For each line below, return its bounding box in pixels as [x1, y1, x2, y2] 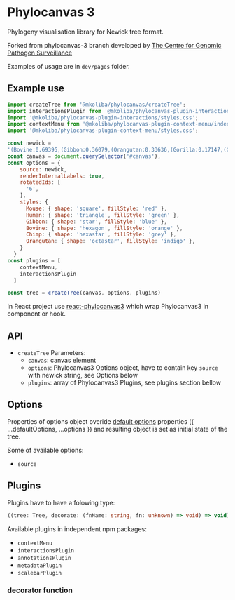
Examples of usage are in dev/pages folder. [7, 62, 131, 70]
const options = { [7, 159, 61, 166]
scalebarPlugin [17, 569, 62, 576]
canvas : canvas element [27, 356, 97, 365]
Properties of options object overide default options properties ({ [7, 417, 194, 425]
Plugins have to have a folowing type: [7, 498, 115, 507]
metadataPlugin [17, 562, 62, 569]
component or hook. [7, 309, 66, 318]
